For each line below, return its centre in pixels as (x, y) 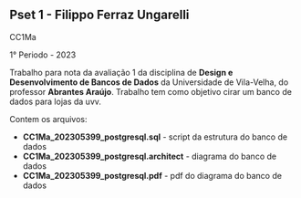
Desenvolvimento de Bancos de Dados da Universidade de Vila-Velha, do (149, 82)
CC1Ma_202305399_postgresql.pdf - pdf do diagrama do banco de (152, 175)
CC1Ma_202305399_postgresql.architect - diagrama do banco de (149, 156)
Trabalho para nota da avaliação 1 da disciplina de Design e (121, 72)
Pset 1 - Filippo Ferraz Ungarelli (99, 15)
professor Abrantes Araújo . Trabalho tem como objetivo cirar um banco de (150, 91)
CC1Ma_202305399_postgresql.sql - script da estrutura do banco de (155, 137)
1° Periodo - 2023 (43, 55)
